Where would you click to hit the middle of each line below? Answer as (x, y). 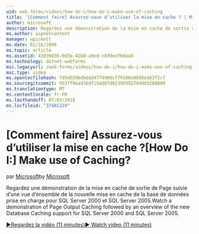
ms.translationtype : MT (36, 89)
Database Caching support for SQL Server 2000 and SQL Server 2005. (93, 213)
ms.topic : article (29, 50)
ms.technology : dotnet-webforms (46, 61)
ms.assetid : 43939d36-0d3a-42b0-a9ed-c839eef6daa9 (70, 56)
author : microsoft (29, 23)
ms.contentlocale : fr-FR (37, 94)
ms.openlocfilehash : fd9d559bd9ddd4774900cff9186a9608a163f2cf (86, 78)
